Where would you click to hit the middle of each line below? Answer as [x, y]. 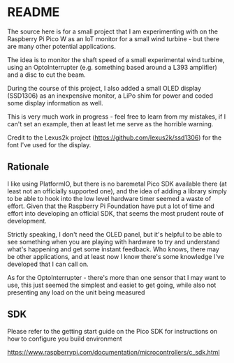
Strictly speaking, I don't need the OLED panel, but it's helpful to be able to [115, 234]
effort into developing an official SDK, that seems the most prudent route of [116, 213]
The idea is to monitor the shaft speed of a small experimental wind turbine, [116, 59]
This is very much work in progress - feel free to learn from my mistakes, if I [117, 117]
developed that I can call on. [48, 264]
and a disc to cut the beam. [46, 75]
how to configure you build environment [65, 339]
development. [27, 221]
